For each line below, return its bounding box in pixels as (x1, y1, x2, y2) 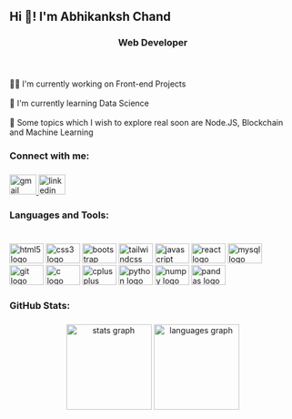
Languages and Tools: (9, 209, 109, 221)
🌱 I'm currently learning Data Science (9, 97, 150, 109)
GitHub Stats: (9, 299, 71, 312)
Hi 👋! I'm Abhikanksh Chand (9, 9, 171, 25)
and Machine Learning (9, 127, 94, 138)
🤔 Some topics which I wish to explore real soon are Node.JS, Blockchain (9, 118, 284, 128)
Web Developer (117, 36, 188, 49)
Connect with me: (9, 149, 90, 162)
